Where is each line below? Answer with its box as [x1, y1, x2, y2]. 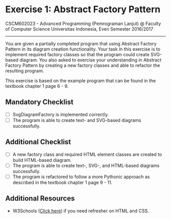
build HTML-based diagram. [12, 157, 72, 163]
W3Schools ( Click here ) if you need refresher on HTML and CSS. [12, 208, 149, 214]
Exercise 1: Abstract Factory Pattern [5, 4, 161, 15]
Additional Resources [5, 194, 75, 203]
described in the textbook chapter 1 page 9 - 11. [12, 179, 113, 185]
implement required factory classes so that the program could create [5, 51, 150, 57]
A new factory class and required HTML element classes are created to [12, 151, 162, 157]
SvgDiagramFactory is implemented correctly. [12, 111, 109, 117]
